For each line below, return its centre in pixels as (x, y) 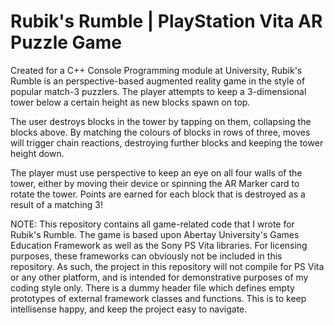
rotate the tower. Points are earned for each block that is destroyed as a (158, 194)
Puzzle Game (66, 42)
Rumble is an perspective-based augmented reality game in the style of (158, 81)
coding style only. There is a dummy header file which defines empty (152, 287)
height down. (37, 153)
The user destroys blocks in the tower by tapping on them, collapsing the (161, 121)
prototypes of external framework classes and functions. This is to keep (158, 298)
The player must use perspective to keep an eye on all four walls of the (156, 172)
